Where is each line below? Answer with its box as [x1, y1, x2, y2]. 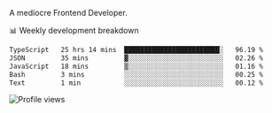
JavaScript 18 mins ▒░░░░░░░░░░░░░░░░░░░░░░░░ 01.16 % [9, 62, 264, 71]
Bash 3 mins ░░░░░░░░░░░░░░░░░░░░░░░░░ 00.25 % [9, 70, 264, 79]
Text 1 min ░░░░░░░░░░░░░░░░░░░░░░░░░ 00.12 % [9, 79, 264, 87]
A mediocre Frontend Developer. [9, 8, 128, 18]
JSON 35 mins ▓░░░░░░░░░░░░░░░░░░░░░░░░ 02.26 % [9, 53, 264, 63]
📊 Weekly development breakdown [9, 26, 139, 35]
